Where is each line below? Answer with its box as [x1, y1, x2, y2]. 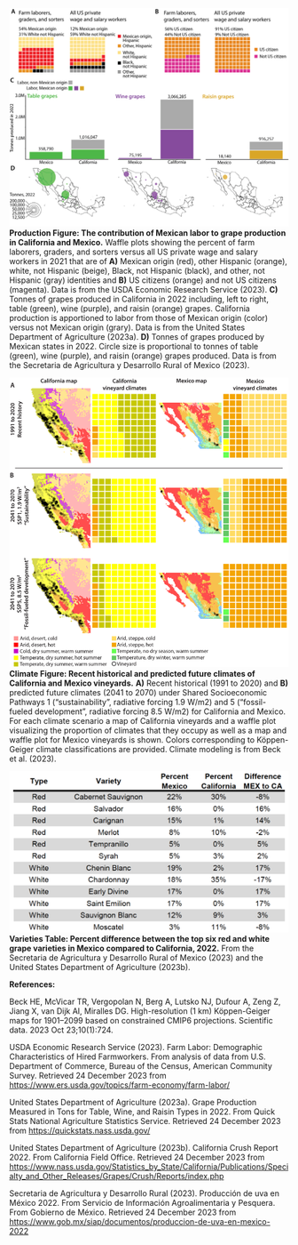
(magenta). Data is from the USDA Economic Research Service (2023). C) [9, 285, 278, 295]
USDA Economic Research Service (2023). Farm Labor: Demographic [9, 1041, 263, 1052]
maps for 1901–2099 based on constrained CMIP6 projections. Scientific [9, 1015, 273, 1025]
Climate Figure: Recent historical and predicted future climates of [9, 669, 255, 679]
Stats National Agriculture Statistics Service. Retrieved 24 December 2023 [9, 1115, 281, 1126]
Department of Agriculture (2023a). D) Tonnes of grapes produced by [9, 332, 264, 342]
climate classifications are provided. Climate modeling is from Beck [35, 744, 281, 755]
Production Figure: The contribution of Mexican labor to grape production [9, 228, 286, 238]
